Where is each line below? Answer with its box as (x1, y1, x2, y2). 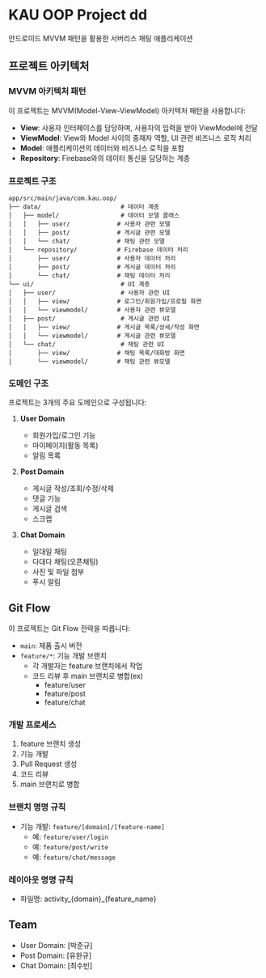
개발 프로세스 (8, 718, 57, 730)
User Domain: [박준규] (19, 940, 93, 950)
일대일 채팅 (32, 547, 67, 557)
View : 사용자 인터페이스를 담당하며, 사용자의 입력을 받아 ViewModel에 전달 (19, 123, 259, 133)
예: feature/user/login (32, 832, 109, 841)
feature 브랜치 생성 (19, 739, 82, 749)
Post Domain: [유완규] (19, 950, 92, 960)
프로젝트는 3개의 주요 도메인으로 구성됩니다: (8, 398, 147, 408)
